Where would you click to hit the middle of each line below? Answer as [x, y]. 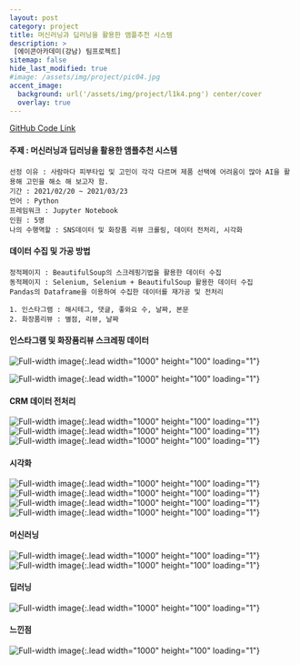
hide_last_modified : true [58, 69]
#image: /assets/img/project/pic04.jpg [85, 77]
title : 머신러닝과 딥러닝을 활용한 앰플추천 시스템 [91, 35]
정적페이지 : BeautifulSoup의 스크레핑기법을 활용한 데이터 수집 [115, 272]
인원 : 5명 [27, 220]
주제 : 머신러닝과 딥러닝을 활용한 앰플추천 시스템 [94, 150]
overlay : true [44, 102]
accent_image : [36, 86]
